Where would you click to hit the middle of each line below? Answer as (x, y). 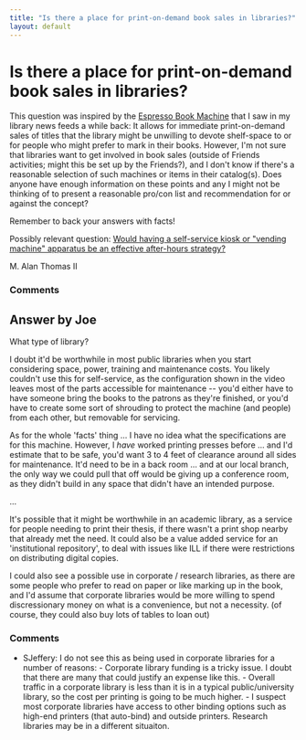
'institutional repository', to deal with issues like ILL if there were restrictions (152, 548)
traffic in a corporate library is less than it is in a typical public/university (158, 687)
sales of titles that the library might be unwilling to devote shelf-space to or (151, 136)
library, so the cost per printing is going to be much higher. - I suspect (154, 697)
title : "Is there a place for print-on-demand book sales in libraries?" (153, 18)
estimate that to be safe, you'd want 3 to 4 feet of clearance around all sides (153, 455)
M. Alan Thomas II (43, 267)
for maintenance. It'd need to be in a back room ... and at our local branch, (149, 465)
